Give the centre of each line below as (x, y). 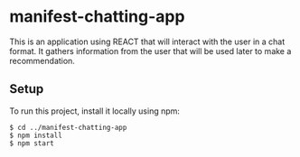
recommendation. (42, 60)
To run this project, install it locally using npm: (95, 111)
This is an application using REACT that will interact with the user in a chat (147, 42)
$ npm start (32, 143)
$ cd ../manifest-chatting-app (68, 127)
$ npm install (36, 135)
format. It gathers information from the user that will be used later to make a (150, 51)
